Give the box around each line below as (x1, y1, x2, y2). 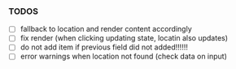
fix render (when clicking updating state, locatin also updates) (20, 33, 229, 43)
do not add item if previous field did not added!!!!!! (20, 42, 189, 52)
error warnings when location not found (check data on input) (20, 51, 228, 62)
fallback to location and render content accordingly (20, 24, 193, 34)
